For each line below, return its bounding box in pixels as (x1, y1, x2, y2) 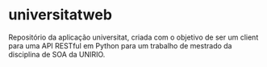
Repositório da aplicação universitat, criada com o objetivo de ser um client (8, 32, 259, 42)
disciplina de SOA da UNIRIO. (8, 49, 106, 59)
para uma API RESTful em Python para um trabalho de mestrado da (8, 40, 232, 50)
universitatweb (8, 6, 113, 24)
